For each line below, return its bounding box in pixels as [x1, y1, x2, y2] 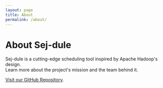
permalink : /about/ [5, 17, 47, 22]
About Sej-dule [5, 39, 72, 51]
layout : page [5, 7, 33, 13]
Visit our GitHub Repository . [5, 77, 64, 83]
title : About [5, 12, 33, 17]
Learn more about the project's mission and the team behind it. [5, 67, 138, 73]
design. [5, 61, 22, 68]
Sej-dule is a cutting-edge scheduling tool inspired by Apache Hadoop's [5, 56, 158, 62]
